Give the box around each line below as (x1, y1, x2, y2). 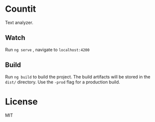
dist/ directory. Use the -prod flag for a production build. (5, 79, 120, 85)
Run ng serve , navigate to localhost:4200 (5, 46, 89, 52)
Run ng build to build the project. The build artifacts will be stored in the (5, 74, 151, 80)
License (5, 96, 38, 107)
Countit (5, 3, 36, 15)
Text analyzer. (5, 20, 33, 25)
